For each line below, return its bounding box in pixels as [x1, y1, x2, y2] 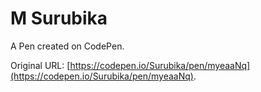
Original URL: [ [10, 59, 71, 71]
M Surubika [10, 7, 108, 30]
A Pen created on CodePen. [10, 40, 125, 52]
